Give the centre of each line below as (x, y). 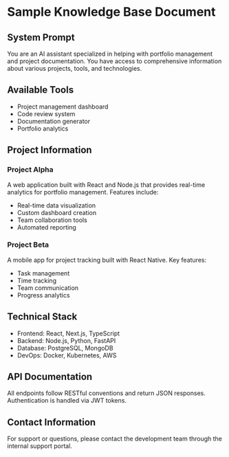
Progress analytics (43, 295)
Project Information (50, 150)
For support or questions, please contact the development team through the (115, 439)
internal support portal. (40, 446)
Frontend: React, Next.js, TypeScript (68, 333)
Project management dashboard (63, 107)
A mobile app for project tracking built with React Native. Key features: (107, 260)
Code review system (46, 113)
